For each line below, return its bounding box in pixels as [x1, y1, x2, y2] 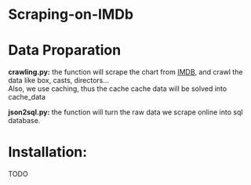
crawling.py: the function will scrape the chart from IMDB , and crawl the [8, 67, 243, 77]
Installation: [8, 143, 88, 161]
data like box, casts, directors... [8, 76, 110, 85]
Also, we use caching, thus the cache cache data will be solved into [8, 84, 227, 93]
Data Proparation [8, 42, 122, 60]
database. [8, 116, 41, 125]
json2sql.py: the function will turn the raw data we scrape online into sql [8, 107, 243, 117]
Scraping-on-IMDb [8, 5, 134, 24]
